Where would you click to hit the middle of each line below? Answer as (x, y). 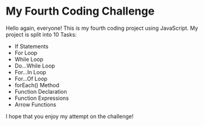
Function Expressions (42, 98)
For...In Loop (30, 72)
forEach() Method (37, 85)
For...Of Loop (31, 79)
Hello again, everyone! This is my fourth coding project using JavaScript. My (102, 28)
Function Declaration (41, 91)
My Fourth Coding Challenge (80, 11)
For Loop (26, 52)
